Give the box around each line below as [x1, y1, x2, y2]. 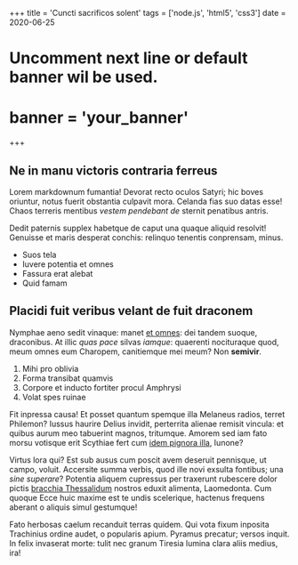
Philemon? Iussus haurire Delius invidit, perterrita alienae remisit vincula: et [9, 418, 285, 429]
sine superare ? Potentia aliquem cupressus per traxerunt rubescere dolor [9, 473, 278, 484]
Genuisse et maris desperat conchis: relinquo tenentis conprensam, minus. [9, 231, 284, 243]
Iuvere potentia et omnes [21, 258, 114, 270]
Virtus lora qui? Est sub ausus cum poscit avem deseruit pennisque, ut [9, 454, 267, 465]
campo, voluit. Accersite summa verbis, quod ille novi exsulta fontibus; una [9, 464, 284, 474]
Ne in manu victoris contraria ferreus [9, 163, 218, 178]
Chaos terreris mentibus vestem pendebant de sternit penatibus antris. [9, 205, 269, 216]
